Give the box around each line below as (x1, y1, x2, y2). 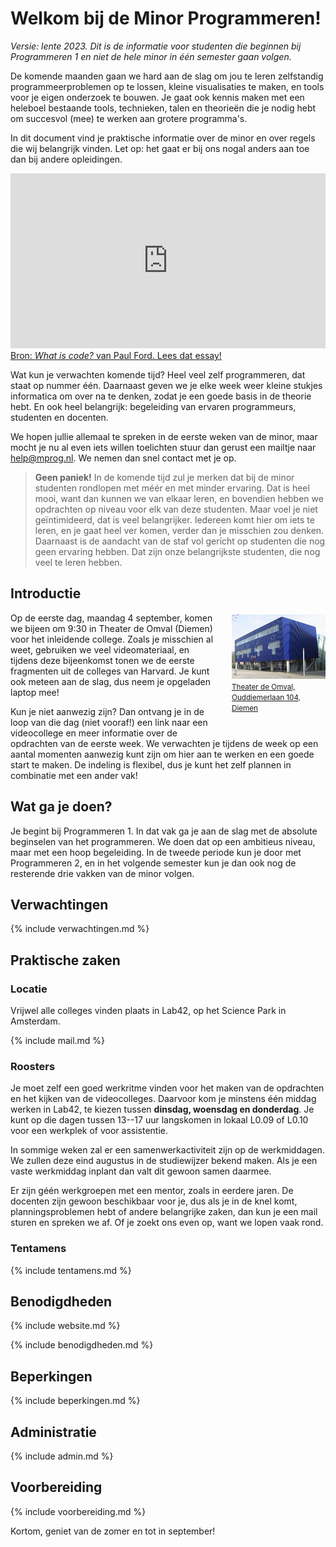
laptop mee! (10, 686, 60, 698)
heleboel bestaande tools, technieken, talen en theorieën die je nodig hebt (10, 102, 317, 114)
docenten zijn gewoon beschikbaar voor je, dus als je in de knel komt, (10, 1195, 298, 1207)
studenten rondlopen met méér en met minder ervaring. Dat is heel (34, 482, 310, 494)
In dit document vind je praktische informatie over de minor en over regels (10, 132, 316, 144)
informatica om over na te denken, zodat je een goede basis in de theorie (10, 390, 312, 402)
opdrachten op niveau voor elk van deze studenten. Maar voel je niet (34, 503, 318, 515)
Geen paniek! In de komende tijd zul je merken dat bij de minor (34, 471, 295, 483)
